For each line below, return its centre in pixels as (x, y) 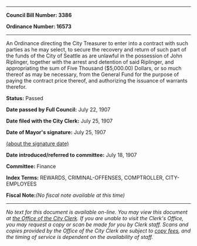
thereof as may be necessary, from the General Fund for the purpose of (93, 74)
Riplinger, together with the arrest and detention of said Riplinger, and (90, 62)
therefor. (16, 87)
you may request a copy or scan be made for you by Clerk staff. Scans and (97, 224)
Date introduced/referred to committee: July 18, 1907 (72, 155)
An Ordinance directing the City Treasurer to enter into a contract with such (97, 43)
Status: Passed (25, 98)
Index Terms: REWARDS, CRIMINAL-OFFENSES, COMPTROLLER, (85, 177)
